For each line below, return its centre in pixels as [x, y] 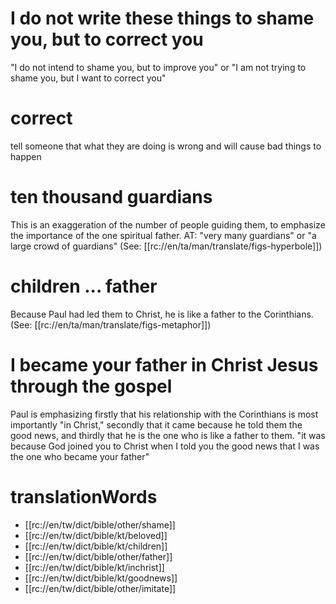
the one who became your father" [80, 456]
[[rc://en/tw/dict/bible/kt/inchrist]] [94, 567]
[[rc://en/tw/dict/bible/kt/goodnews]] [101, 578]
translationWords [84, 496]
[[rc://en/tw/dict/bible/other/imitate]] [100, 588]
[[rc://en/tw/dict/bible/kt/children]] [96, 546]
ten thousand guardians [111, 197]
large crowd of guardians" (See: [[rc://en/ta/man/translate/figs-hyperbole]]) [166, 246]
